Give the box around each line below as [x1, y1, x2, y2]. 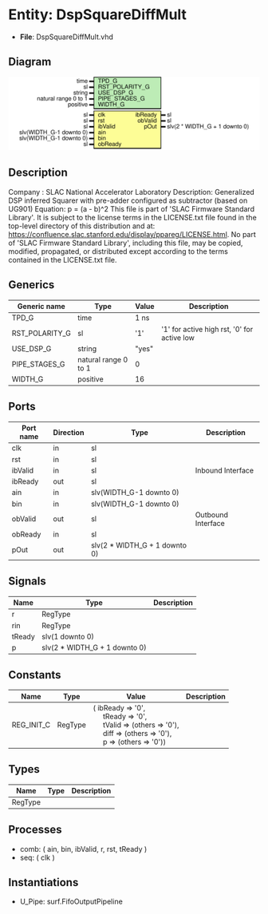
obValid [11, 514, 37, 524]
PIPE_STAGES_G [11, 359, 65, 369]
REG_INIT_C [11, 720, 51, 730]
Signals [8, 575, 46, 588]
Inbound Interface [195, 465, 254, 475]
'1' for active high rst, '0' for [160, 324, 254, 334]
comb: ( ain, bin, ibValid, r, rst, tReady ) [19, 844, 148, 853]
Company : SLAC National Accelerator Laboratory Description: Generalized [8, 187, 255, 196]
